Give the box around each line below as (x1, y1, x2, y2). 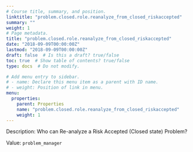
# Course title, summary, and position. (6, 8, 107, 15)
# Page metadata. (6, 31, 49, 36)
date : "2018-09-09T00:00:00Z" (6, 42, 80, 48)
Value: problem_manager (6, 139, 63, 147)
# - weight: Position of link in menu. (6, 85, 104, 91)
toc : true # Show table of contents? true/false (6, 58, 130, 63)
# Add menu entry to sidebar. (6, 74, 80, 80)
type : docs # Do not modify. (6, 63, 80, 69)
